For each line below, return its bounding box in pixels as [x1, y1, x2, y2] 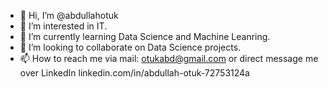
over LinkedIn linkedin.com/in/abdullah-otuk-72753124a [19, 67, 250, 79]
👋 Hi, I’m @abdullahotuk [19, 10, 119, 21]
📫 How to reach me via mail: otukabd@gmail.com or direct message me [19, 53, 319, 64]
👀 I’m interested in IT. [19, 20, 108, 32]
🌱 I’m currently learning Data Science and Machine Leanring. [19, 31, 271, 42]
